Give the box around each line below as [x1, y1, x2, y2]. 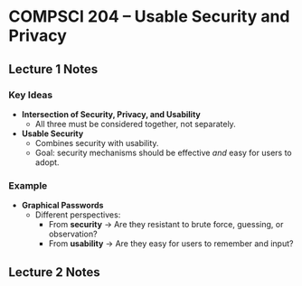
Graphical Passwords [21, 200, 104, 211]
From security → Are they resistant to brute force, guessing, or [48, 219, 284, 230]
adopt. [34, 156, 60, 168]
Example [8, 179, 48, 191]
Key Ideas [8, 88, 53, 101]
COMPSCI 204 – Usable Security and [8, 6, 290, 27]
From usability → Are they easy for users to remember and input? [48, 238, 294, 249]
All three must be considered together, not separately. [34, 118, 236, 129]
